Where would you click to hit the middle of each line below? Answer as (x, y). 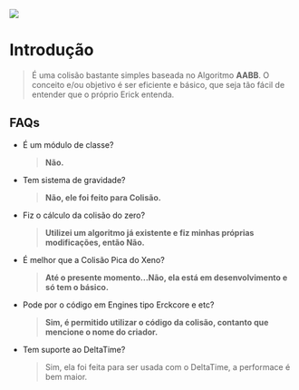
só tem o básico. (77, 287)
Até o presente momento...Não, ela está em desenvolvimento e (166, 278)
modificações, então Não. (95, 242)
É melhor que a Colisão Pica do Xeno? (93, 259)
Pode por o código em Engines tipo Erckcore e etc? (118, 305)
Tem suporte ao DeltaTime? (74, 349)
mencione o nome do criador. (101, 332)
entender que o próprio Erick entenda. (103, 94)
